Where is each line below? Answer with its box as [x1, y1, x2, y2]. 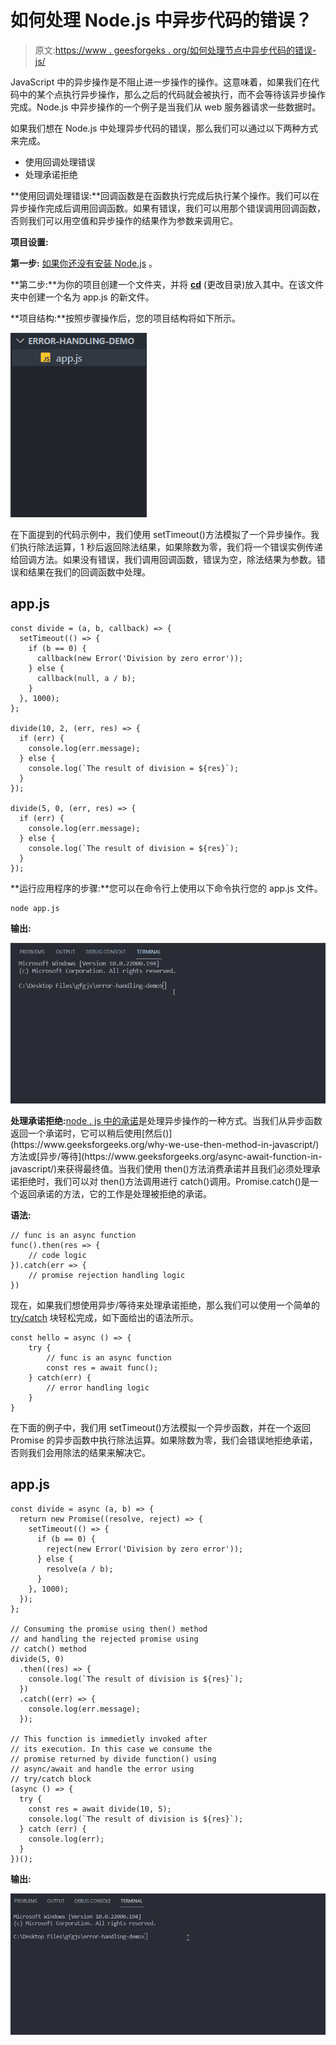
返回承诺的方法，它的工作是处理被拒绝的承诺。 [18, 1187, 212, 1200]
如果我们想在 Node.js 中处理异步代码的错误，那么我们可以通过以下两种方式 [10, 122, 319, 134]
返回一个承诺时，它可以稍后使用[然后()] [10, 1127, 173, 1139]
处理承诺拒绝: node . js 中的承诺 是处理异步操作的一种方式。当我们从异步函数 [10, 1114, 323, 1126]
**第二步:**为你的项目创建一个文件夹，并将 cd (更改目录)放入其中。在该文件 [10, 278, 325, 290]
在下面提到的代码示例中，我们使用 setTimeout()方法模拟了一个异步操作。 [10, 528, 311, 540]
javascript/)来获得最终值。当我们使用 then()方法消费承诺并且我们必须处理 [10, 1162, 312, 1175]
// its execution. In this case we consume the [10, 1744, 213, 1754]
